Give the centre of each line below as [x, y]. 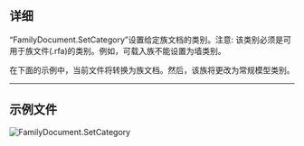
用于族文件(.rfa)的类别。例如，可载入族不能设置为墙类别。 [118, 50]
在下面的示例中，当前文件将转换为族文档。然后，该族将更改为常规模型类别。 [152, 69]
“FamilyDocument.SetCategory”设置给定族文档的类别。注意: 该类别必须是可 [150, 40]
